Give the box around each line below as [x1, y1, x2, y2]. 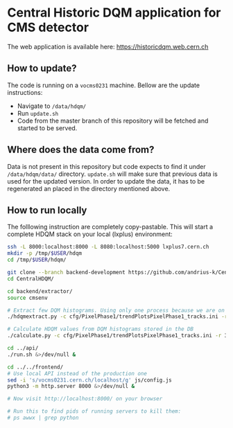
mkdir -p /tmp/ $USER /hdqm [7, 250, 82, 257]
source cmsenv [7, 294, 49, 301]
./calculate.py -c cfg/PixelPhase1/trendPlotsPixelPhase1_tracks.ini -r [7, 332, 222, 339]
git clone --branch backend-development [7, 269, 126, 276]
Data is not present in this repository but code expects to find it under [7, 162, 206, 170]
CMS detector [7, 19, 89, 35]
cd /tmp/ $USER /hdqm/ [7, 256, 67, 264]
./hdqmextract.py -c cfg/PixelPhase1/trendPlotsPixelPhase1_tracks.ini [7, 313, 218, 320]
